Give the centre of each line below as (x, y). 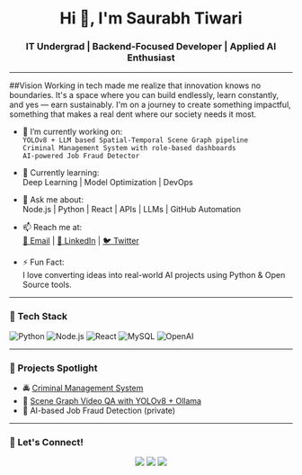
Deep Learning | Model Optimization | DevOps (107, 183)
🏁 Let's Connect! (46, 442)
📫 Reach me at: (52, 228)
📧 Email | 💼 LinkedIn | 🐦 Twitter (80, 241)
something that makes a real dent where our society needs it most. (133, 114)
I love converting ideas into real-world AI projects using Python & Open (154, 275)
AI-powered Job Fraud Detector (81, 157)
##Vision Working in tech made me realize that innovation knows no (135, 85)
